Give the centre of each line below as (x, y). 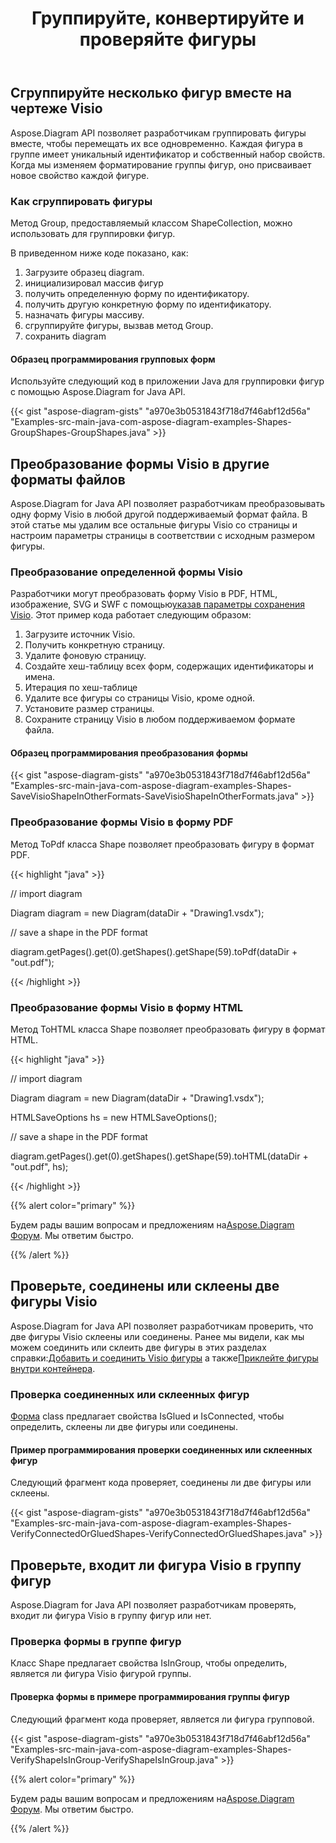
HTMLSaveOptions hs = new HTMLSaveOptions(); (114, 1118)
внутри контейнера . (53, 1368)
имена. (40, 677)
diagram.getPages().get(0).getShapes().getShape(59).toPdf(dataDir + (154, 951)
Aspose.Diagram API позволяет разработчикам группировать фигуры (158, 133)
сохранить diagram (65, 336)
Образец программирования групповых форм (113, 359)
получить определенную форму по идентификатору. (137, 293)
